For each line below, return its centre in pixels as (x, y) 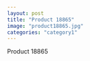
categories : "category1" (42, 32)
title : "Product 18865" (41, 20)
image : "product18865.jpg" (45, 26)
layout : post (26, 13)
